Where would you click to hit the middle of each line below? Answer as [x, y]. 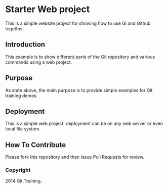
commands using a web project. [39, 62]
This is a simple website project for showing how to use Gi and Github [78, 23]
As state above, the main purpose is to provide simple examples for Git [79, 90]
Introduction [25, 45]
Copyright [18, 170]
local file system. [23, 129]
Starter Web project [48, 9]
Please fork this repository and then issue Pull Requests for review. [75, 157]
